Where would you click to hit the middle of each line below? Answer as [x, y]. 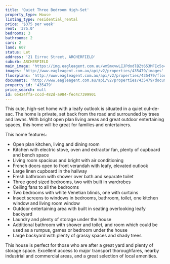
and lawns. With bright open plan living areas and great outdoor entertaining [85, 120]
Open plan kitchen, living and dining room [56, 144]
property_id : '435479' [29, 85]
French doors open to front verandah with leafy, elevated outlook [80, 166]
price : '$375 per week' [30, 24]
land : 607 [16, 47]
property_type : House [28, 15]
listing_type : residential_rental [42, 19]
